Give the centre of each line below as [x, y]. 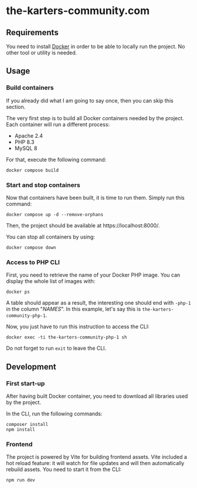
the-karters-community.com [78, 11]
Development [31, 366]
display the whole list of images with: [51, 281]
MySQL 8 [26, 148]
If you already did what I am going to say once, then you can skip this [90, 100]
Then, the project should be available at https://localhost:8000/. [83, 225]
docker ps [18, 292]
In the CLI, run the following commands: [54, 414]
